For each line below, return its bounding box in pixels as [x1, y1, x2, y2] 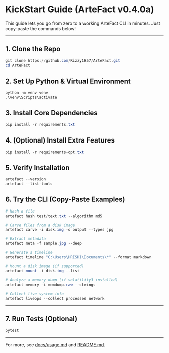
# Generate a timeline [5, 250, 53, 255]
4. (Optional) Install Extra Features [5, 136, 115, 145]
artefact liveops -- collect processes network [5, 296, 105, 301]
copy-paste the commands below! [5, 25, 76, 31]
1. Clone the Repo [5, 45, 61, 53]
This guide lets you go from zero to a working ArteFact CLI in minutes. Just [5, 20, 160, 26]
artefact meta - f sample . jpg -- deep [5, 241, 82, 246]
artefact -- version [5, 177, 46, 182]
